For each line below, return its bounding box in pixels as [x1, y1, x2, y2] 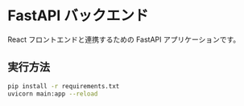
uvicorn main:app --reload [7, 89, 98, 98]
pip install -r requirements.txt [7, 82, 120, 90]
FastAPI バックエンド [7, 6, 149, 25]
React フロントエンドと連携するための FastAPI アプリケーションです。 [7, 35, 241, 44]
